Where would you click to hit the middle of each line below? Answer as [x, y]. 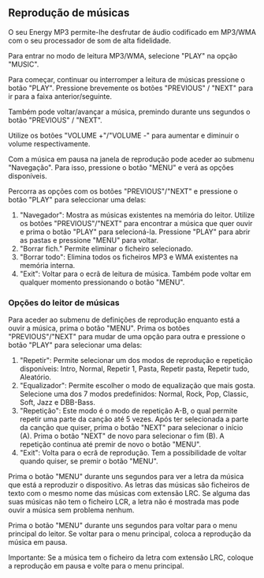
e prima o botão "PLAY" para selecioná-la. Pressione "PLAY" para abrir [135, 232]
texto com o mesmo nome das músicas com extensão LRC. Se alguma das [129, 493]
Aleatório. [35, 377]
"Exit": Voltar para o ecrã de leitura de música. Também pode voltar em [135, 274]
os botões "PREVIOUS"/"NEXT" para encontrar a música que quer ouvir [136, 223]
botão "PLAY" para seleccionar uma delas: [77, 199]
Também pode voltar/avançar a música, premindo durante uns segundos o [129, 111]
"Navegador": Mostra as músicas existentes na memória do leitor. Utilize [137, 215]
